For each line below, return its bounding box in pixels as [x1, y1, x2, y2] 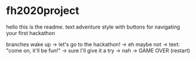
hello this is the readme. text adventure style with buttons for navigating [6, 23, 181, 30]
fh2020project [6, 4, 79, 17]
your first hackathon [6, 29, 55, 36]
